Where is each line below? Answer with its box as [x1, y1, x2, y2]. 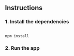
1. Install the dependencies [5, 18, 69, 25]
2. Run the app [5, 45, 40, 52]
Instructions [5, 4, 43, 12]
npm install [5, 33, 29, 38]
